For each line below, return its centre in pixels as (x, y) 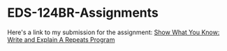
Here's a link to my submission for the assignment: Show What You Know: (113, 32)
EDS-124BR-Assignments (83, 13)
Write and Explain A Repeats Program (61, 39)
